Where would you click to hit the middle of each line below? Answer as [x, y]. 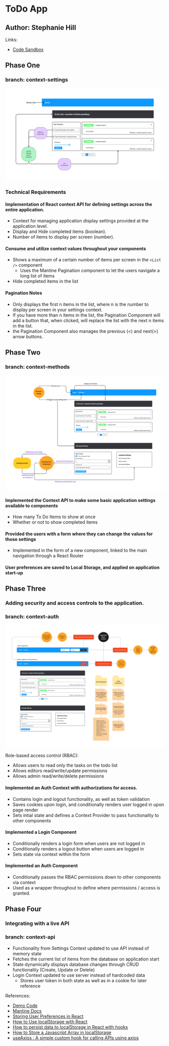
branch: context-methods [38, 367]
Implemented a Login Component [41, 832]
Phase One [23, 66]
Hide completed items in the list [45, 281]
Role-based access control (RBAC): [42, 756]
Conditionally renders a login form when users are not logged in [79, 843]
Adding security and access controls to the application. [75, 603]
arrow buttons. [28, 336]
